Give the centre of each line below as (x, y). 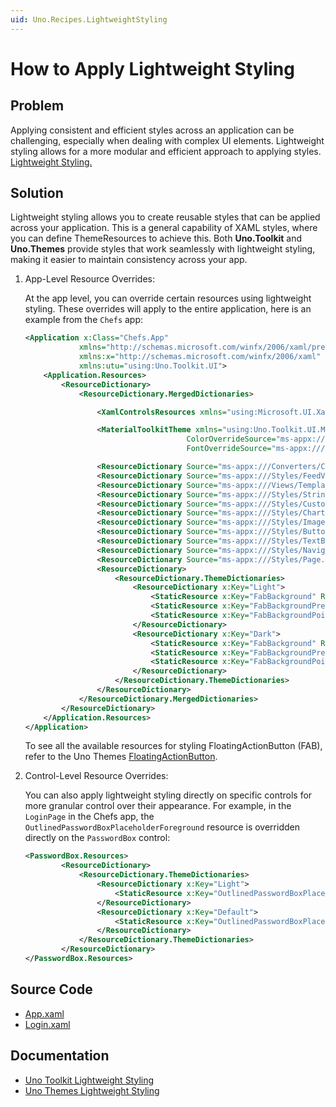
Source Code (51, 989)
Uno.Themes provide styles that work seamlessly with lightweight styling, (163, 249)
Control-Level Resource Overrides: (96, 776)
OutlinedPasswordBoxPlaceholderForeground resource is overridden (162, 827)
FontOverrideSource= (229, 449)
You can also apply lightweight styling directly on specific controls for (168, 795)
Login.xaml (47, 1024)
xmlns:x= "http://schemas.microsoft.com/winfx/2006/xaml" (200, 357)
